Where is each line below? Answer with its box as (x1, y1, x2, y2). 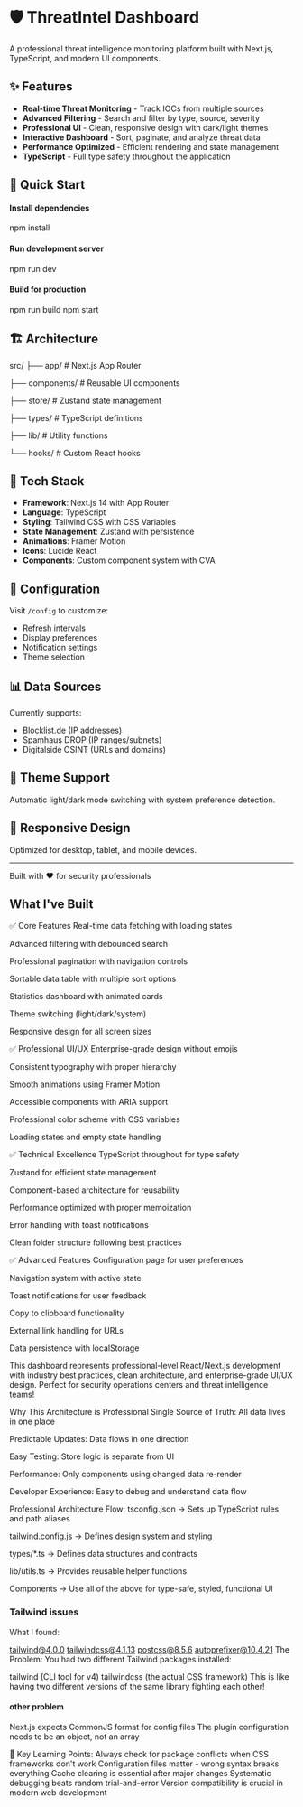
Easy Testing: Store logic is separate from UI (9, 1451, 174, 1462)
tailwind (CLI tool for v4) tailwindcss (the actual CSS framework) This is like (9, 1671, 289, 1681)
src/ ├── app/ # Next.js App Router (9, 360, 142, 370)
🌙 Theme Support (9, 770, 110, 786)
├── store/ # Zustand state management (9, 395, 162, 406)
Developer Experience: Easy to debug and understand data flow (9, 1486, 247, 1497)
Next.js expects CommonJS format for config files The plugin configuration (9, 1721, 289, 1732)
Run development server (9, 243, 105, 254)
